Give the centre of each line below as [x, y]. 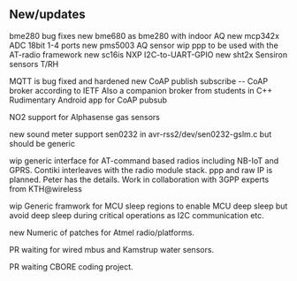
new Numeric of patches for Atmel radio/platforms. [102, 232]
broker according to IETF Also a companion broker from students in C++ [141, 90]
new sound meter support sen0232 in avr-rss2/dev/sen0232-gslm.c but [141, 134]
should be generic [42, 143]
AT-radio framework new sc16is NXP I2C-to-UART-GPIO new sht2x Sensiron [148, 54]
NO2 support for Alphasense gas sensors [85, 117]
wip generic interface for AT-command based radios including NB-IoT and [144, 160]
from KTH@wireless [46, 188]
